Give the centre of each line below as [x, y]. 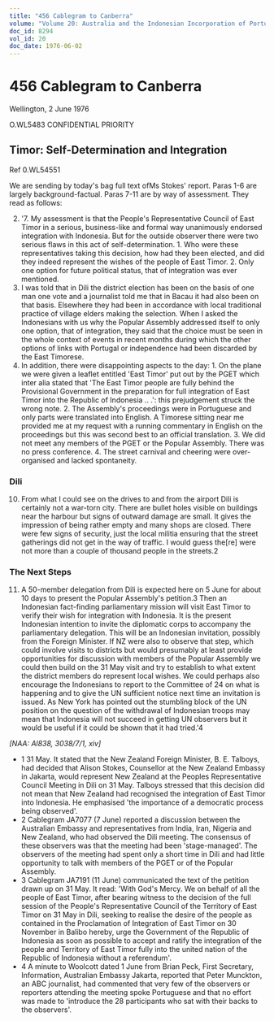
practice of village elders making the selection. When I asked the [129, 313]
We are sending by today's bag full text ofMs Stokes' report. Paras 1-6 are [133, 185]
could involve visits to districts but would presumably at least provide [137, 650]
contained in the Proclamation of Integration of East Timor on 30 [128, 923]
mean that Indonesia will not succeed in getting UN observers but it [134, 719]
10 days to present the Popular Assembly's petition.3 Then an [124, 598]
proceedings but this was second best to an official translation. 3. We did [143, 434]
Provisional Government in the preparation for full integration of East [135, 391]
